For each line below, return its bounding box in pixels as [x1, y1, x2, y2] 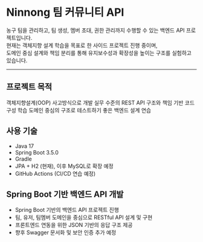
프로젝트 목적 [6, 82, 53, 92]
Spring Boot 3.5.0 [14, 148, 59, 156]
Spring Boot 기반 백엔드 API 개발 [6, 189, 124, 199]
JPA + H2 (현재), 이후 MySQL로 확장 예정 [14, 162, 114, 170]
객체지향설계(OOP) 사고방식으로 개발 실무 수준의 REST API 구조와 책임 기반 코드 [6, 99, 195, 106]
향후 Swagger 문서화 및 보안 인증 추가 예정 [14, 229, 117, 236]
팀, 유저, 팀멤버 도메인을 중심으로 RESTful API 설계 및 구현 [14, 214, 153, 221]
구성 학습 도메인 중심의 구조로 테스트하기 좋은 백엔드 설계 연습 [6, 106, 152, 113]
